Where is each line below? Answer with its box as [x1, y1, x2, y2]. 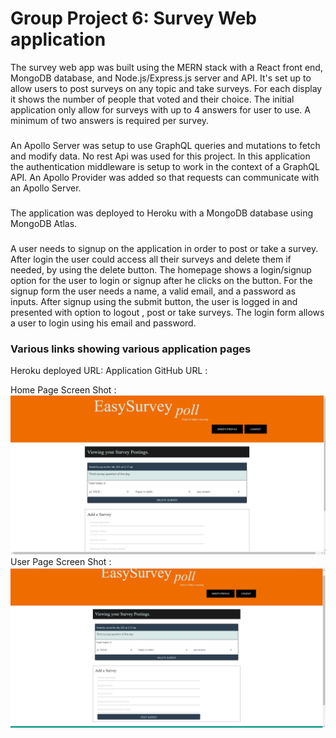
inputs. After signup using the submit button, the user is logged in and [10, 295, 298, 307]
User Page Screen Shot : [10, 555, 112, 567]
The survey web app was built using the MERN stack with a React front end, [10, 61, 323, 73]
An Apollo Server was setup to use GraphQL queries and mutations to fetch [10, 139, 321, 151]
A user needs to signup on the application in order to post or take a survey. [10, 242, 319, 254]
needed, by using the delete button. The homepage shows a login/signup [10, 263, 312, 276]
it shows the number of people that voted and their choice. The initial [10, 93, 295, 105]
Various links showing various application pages [10, 342, 252, 356]
